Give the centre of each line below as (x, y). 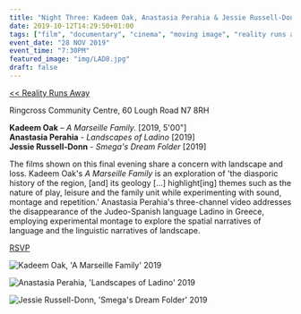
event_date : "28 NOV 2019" (60, 42)
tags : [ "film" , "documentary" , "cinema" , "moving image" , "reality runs (148, 34)
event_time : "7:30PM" (50, 51)
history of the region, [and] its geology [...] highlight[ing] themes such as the (150, 182)
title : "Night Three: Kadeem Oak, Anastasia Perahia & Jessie (128, 17)
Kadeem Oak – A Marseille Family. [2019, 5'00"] (98, 127)
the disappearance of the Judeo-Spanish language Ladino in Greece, (137, 211)
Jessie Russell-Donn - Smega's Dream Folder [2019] (108, 146)
